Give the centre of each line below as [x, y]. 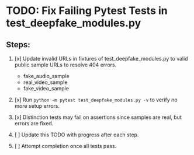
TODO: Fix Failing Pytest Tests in [87, 11]
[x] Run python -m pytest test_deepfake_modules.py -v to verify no [96, 100]
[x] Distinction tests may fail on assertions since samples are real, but [98, 117]
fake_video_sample [46, 88]
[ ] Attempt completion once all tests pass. [65, 146]
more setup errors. [37, 106]
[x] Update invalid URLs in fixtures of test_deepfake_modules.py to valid [101, 59]
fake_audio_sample [46, 76]
